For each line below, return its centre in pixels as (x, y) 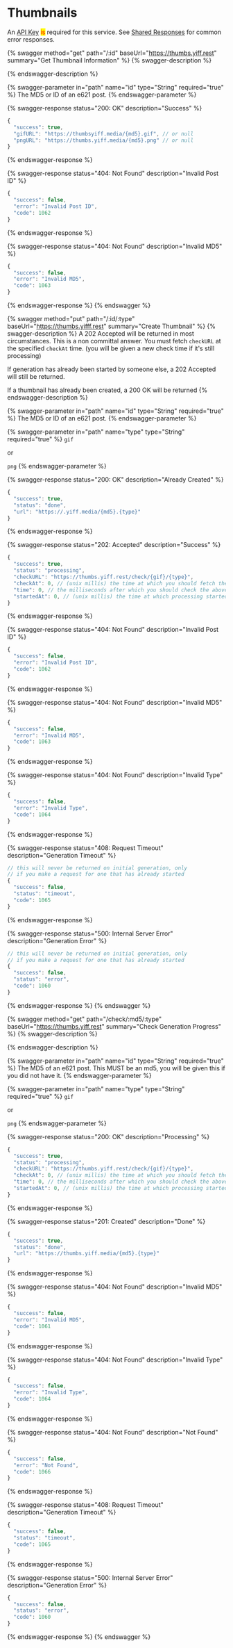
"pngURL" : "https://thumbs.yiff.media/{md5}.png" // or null (104, 140)
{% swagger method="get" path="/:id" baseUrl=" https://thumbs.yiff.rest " (112, 53)
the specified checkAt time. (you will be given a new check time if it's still (111, 348)
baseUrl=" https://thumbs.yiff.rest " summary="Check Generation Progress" (114, 1026)
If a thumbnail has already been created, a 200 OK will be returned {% (107, 390)
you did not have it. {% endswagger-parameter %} (79, 1075)
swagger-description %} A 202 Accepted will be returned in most (101, 334)
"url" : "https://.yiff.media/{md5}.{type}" (77, 512)
